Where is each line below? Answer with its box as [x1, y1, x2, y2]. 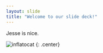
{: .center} [35, 41, 60, 48]
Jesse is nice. [6, 29, 39, 36]
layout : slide [6, 8, 41, 14]
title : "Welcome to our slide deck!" [6, 14, 98, 20]
